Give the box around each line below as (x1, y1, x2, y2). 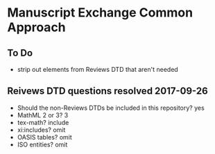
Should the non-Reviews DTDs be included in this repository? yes (17, 104, 205, 112)
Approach (7, 19, 66, 35)
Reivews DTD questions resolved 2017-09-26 (7, 85, 208, 97)
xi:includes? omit (17, 126, 66, 134)
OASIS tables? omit (17, 133, 73, 141)
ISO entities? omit (17, 140, 68, 148)
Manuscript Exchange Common (7, 5, 193, 21)
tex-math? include (17, 118, 69, 126)
